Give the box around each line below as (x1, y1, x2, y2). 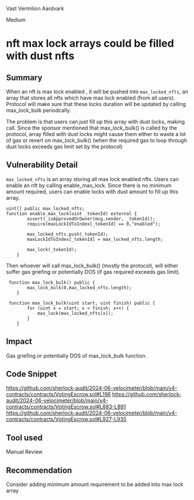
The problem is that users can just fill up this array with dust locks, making (6, 118, 185, 125)
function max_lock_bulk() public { (8, 280, 95, 285)
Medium (6, 16, 26, 23)
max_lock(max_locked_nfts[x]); (37, 310, 114, 316)
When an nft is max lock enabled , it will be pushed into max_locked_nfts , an (6, 88, 189, 95)
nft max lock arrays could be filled (6, 37, 174, 50)
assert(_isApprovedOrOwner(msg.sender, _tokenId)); (27, 216, 156, 222)
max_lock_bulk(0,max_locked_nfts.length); (27, 284, 132, 291)
